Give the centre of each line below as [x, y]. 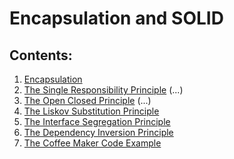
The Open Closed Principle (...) [87, 100]
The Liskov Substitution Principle [91, 111]
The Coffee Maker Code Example [92, 143]
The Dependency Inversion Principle [98, 132]
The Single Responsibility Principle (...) [103, 90]
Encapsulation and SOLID [116, 18]
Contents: [41, 55]
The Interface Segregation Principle [97, 121]
